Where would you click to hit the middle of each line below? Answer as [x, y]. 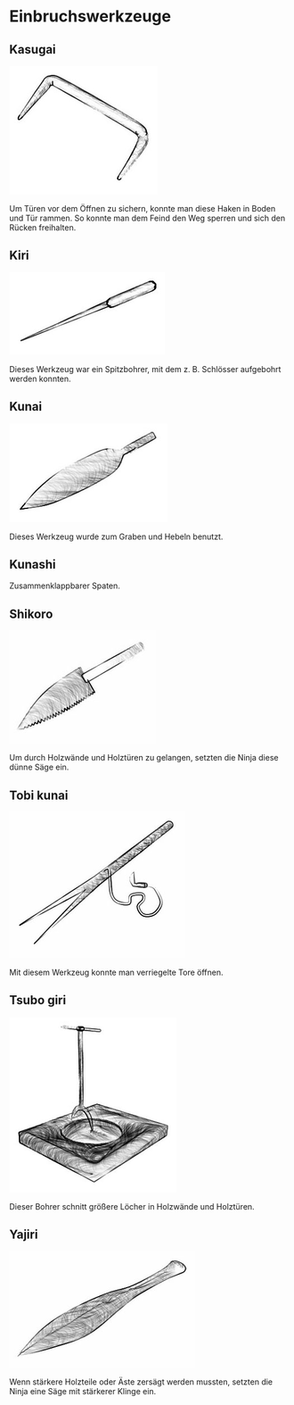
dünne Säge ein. [39, 767]
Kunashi [33, 565]
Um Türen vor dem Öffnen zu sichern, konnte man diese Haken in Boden [143, 208]
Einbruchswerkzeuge [90, 17]
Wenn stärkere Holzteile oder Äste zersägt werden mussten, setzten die [141, 1382]
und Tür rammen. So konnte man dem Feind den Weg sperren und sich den [147, 218]
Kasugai [33, 50]
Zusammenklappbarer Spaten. [65, 586]
